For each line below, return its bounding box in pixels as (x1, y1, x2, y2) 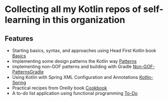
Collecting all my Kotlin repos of (5, 4, 142, 15)
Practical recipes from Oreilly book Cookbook (12, 85, 107, 91)
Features (5, 34, 33, 43)
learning (5, 14, 41, 26)
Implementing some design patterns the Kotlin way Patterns (12, 58, 137, 64)
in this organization (42, 14, 125, 26)
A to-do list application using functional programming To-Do (12, 90, 138, 96)
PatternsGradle (12, 69, 44, 75)
